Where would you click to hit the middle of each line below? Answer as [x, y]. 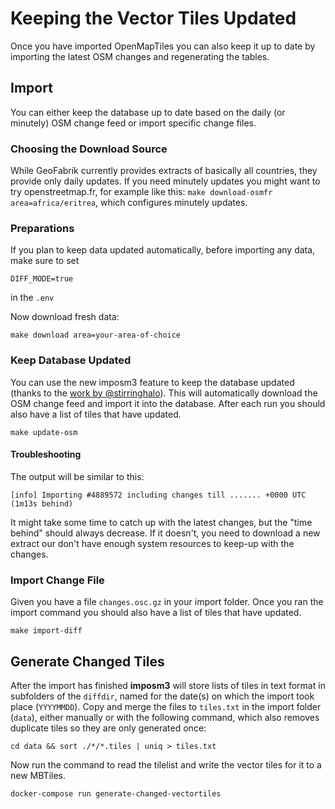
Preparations [42, 228]
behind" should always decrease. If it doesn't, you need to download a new [165, 533]
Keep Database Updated [71, 360]
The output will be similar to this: [77, 476]
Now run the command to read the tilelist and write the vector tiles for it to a [166, 764]
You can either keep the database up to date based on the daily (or [148, 112]
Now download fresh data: [65, 317]
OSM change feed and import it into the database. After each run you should [168, 403]
